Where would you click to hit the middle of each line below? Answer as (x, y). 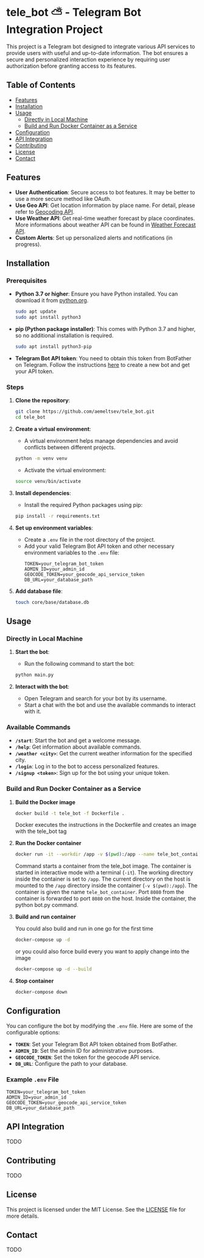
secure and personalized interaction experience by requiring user (88, 59)
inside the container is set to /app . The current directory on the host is (103, 879)
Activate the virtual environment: (65, 470)
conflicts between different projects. (70, 447)
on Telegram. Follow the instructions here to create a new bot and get (102, 365)
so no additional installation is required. (64, 335)
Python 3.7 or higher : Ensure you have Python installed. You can (97, 294)
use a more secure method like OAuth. (63, 198)
